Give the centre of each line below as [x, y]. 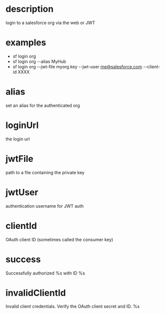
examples [26, 43]
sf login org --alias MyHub [39, 61]
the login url [18, 139]
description [29, 9]
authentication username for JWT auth [45, 206]
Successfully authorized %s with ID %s [45, 273]
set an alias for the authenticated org [43, 105]
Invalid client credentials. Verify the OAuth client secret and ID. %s [73, 307]
